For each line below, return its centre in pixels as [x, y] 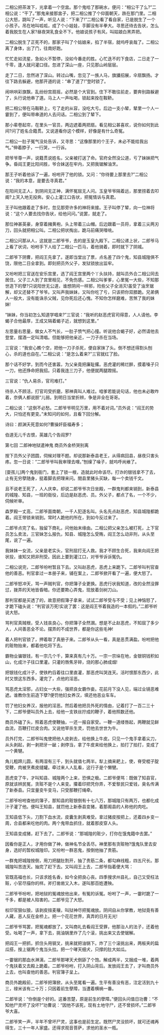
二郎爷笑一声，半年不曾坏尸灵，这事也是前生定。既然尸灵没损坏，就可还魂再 [82, 1022]
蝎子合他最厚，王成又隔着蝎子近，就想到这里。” [52, 321]
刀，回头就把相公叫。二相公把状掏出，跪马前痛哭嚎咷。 [61, 230]
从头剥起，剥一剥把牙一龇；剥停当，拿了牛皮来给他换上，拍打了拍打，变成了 [82, 745]
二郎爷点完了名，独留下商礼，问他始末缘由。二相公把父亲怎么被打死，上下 [80, 528]
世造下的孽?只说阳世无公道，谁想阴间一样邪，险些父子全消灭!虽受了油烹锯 [80, 286]
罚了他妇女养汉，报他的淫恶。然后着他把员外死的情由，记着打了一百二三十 [80, 705]
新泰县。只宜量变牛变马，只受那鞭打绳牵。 [52, 790]
